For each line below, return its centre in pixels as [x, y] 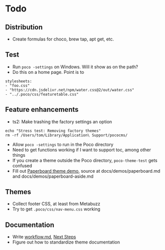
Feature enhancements [42, 110]
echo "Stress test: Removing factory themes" [53, 131]
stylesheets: [19, 81]
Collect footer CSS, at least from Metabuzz [56, 204]
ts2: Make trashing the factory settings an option [62, 122]
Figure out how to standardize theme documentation [66, 242]
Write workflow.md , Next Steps [44, 237]
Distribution [24, 27]
